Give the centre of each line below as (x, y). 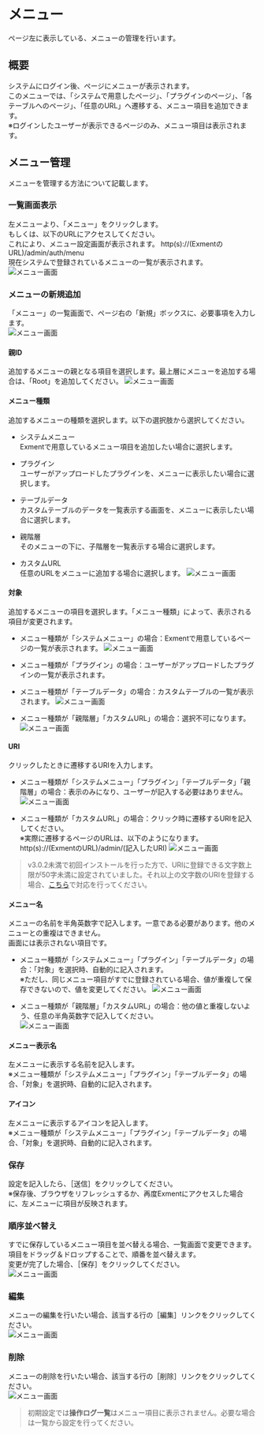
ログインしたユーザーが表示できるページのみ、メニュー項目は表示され (126, 125)
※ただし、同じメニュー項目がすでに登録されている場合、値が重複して (132, 979)
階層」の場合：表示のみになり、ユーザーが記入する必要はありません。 (133, 791)
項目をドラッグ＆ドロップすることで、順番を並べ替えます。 (104, 1254)
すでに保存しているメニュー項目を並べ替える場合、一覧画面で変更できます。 (132, 1245)
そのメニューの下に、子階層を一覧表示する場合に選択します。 (119, 546)
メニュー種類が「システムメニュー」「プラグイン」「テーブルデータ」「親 (135, 782)
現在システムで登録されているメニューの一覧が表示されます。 (108, 262)
